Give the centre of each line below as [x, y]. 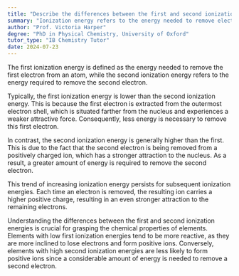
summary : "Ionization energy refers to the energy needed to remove [111, 21]
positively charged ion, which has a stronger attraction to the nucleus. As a [117, 155]
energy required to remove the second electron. [78, 82]
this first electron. [33, 126]
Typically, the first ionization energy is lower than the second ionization [111, 96]
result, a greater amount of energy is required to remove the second [107, 163]
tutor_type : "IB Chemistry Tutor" [59, 41]
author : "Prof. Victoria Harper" [57, 27]
